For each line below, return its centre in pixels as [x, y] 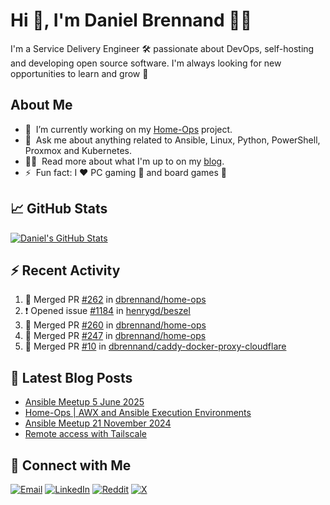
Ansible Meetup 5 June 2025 [84, 402]
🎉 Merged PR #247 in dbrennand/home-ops [115, 336]
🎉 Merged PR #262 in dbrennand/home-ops [115, 300]
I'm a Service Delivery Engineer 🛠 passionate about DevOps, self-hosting [162, 48]
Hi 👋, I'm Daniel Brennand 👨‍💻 [131, 20]
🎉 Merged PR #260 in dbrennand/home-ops [115, 325]
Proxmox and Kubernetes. [78, 150]
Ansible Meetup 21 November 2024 [98, 423]
